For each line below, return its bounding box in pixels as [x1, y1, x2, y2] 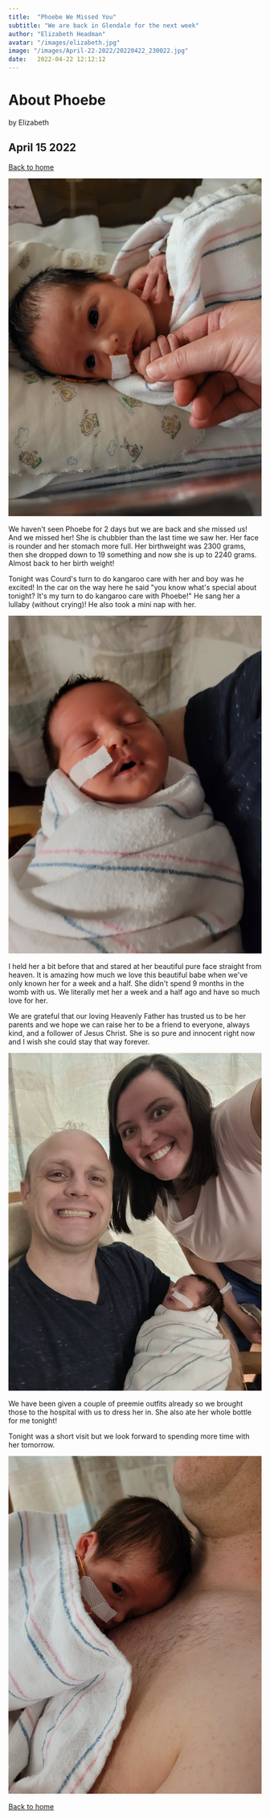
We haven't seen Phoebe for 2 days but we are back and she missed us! [8, 524, 247, 534]
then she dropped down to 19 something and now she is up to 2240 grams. [8, 549, 257, 559]
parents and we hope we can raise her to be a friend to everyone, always [8, 1020, 251, 1029]
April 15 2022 [8, 141, 76, 154]
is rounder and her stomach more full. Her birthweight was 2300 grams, [8, 541, 247, 551]
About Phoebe [8, 91, 106, 109]
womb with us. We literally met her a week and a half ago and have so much [8, 987, 260, 996]
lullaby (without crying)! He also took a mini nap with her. [8, 599, 197, 609]
